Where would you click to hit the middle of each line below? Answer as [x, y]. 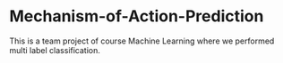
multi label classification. [55, 50]
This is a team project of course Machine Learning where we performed [142, 41]
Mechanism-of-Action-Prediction [137, 16]
